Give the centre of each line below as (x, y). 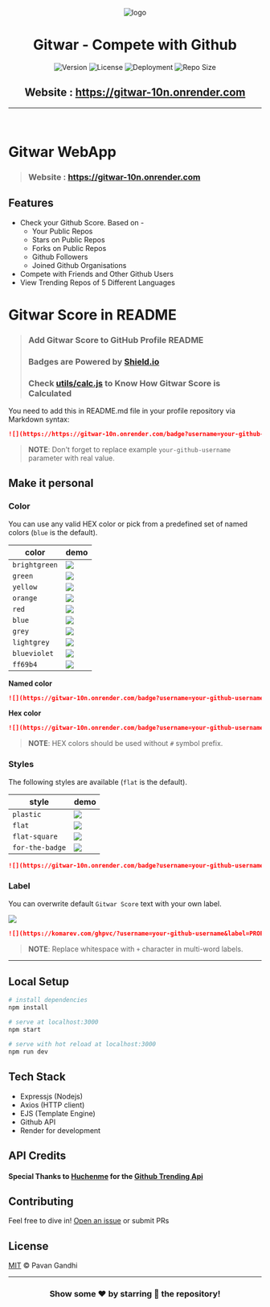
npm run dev (28, 1051)
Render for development (60, 1130)
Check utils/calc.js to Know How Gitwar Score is (124, 383)
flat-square (35, 836)
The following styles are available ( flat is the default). (98, 781)
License (29, 1246)
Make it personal (51, 483)
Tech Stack (37, 1077)
